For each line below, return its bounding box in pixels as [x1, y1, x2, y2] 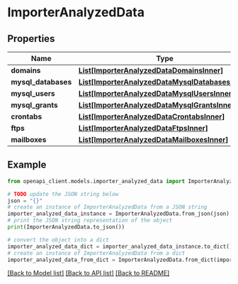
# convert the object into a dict [7, 236, 110, 244]
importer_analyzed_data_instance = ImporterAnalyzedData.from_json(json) [7, 210, 230, 217]
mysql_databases [11, 77, 72, 87]
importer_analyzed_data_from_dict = [7, 256, 115, 263]
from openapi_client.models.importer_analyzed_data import [7, 177, 186, 185]
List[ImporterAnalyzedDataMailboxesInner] [78, 135, 229, 144]
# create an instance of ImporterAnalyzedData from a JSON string [7, 204, 208, 211]
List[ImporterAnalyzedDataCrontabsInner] [78, 111, 225, 121]
